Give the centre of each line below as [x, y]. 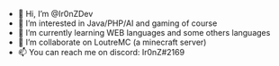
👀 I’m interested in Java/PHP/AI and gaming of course [117, 23]
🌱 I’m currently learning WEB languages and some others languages [144, 33]
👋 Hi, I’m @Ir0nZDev [55, 14]
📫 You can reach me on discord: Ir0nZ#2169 [101, 52]
